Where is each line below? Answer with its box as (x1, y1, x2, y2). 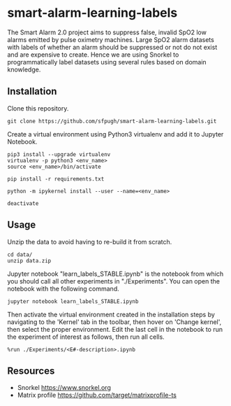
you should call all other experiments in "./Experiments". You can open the (7, 276, 220, 285)
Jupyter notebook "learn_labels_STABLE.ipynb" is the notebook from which (7, 269, 224, 278)
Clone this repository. (7, 104, 69, 113)
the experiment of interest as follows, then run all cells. (7, 332, 165, 341)
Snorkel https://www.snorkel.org (17, 384, 112, 392)
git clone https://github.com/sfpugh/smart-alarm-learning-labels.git (7, 118, 217, 125)
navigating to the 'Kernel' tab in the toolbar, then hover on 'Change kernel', (7, 317, 222, 326)
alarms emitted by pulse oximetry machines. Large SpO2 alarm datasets (7, 35, 214, 43)
